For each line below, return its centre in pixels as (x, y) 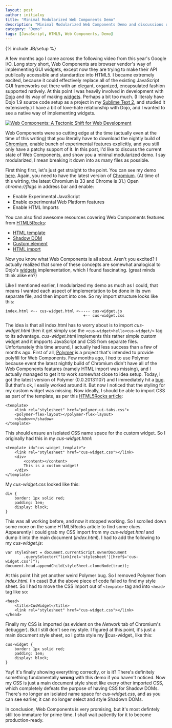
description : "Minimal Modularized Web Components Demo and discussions (84, 24)
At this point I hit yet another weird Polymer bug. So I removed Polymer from (86, 575)
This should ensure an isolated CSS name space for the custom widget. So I (85, 433)
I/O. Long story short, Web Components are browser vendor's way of (78, 64)
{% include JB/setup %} (31, 49)
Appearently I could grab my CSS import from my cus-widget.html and (80, 532)
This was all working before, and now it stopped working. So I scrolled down (86, 521)
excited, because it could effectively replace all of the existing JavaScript (82, 80)
